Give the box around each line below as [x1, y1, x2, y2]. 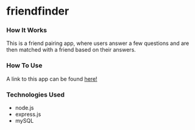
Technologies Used [6, 90, 65, 98]
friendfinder [6, 4, 69, 18]
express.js [15, 111, 41, 118]
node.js [15, 104, 35, 112]
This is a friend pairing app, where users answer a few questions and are [6, 39, 190, 47]
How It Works [6, 26, 48, 35]
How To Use [6, 61, 43, 70]
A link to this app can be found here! [6, 75, 97, 83]
